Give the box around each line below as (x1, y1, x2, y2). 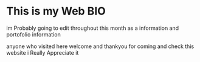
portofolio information (6, 30, 61, 38)
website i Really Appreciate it (6, 49, 79, 56)
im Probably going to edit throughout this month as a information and (6, 24, 179, 32)
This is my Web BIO (6, 4, 106, 18)
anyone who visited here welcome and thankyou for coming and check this (6, 43, 195, 50)
